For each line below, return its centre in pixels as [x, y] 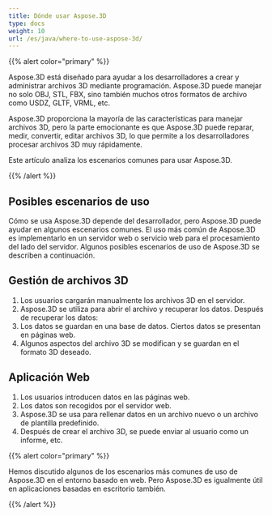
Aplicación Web [49, 377]
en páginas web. [48, 335]
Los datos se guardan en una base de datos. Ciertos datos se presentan [140, 326]
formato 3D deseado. [55, 352]
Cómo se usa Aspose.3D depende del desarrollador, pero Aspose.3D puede [135, 221]
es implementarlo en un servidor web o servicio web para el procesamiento [134, 238]
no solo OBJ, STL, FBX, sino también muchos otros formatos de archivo [128, 95]
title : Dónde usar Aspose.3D [57, 16]
